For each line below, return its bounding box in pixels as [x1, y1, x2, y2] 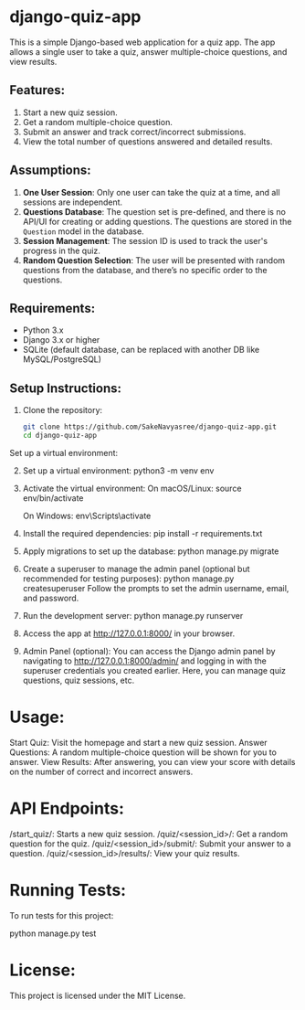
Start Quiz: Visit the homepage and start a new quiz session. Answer [9, 737, 268, 748]
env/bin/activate [22, 492, 84, 504]
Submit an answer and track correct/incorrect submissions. [22, 126, 247, 137]
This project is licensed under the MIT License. [9, 990, 186, 1001]
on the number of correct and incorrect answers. [9, 766, 194, 777]
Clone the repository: [22, 405, 103, 416]
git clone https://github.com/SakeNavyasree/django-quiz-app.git [22, 422, 277, 431]
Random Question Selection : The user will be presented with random [22, 254, 286, 266]
